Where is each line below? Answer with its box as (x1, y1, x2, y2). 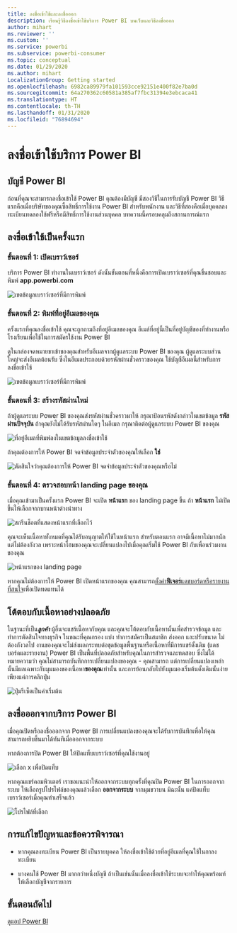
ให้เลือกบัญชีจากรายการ (17, 877, 72, 885)
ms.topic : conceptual (7, 57, 71, 64)
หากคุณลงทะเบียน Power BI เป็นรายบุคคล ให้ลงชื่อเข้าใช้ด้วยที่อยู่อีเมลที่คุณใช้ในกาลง (17, 847, 217, 856)
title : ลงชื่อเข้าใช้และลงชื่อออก (7, 10, 76, 18)
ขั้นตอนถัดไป (7, 898, 52, 910)
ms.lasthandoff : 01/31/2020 (7, 109, 91, 116)
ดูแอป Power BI (7, 917, 49, 926)
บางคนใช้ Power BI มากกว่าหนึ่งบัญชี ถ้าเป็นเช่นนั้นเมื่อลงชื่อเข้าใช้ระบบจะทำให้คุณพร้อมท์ (17, 869, 226, 878)
